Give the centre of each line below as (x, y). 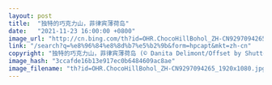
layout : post (30, 16)
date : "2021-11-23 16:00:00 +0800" (72, 31)
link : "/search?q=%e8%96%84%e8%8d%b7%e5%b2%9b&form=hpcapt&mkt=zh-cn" (130, 46)
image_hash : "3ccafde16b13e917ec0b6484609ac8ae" (92, 62)
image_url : (27, 38)
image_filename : (36, 69)
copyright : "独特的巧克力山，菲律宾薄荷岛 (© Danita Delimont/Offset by (125, 53)
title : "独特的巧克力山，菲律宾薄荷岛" (69, 23)
